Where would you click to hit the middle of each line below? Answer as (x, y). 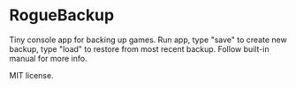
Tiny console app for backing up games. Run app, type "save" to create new (148, 40)
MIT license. (32, 75)
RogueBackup (62, 15)
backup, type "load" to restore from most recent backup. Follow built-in (139, 48)
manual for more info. (48, 58)
